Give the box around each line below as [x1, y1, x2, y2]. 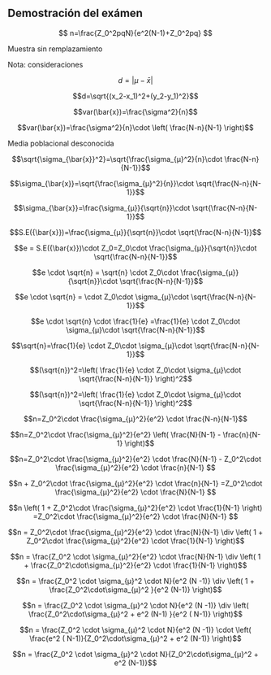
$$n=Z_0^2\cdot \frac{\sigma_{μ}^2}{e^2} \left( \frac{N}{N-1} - [10, 429, 222, 439]
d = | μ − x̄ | [118, 75, 153, 85]
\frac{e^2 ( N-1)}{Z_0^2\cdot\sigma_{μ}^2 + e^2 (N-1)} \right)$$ [29, 634, 242, 643]
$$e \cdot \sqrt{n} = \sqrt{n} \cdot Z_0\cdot [32, 268, 179, 277]
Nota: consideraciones [7, 59, 84, 69]
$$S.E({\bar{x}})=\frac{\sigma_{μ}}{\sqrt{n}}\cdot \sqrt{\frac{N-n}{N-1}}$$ [9, 227, 262, 237]
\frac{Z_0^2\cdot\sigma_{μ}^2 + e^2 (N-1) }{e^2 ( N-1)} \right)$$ [28, 609, 243, 619]
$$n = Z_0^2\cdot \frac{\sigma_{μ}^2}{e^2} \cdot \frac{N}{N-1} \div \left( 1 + [7, 527, 264, 537]
